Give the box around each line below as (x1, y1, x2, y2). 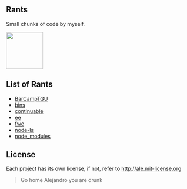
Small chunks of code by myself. (6, 20, 85, 27)
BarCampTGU (14, 95, 48, 102)
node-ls (14, 126, 34, 133)
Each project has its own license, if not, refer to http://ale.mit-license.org (6, 165, 182, 173)
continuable (14, 107, 44, 114)
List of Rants (6, 79, 53, 89)
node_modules (14, 132, 51, 140)
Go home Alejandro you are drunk (20, 177, 103, 184)
